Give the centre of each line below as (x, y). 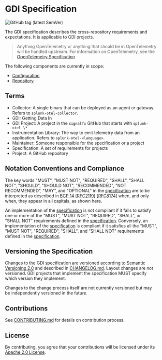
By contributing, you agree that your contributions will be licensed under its (80, 347)
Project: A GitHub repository (40, 153)
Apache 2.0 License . (25, 352)
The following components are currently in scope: (55, 66)
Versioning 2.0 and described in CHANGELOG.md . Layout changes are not (79, 268)
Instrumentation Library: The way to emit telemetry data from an (76, 133)
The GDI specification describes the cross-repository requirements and (76, 32)
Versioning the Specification (49, 251)
